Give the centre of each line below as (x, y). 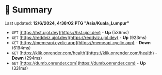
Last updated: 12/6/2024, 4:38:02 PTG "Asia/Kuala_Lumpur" (67, 23)
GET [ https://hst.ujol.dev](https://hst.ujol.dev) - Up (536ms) (70, 32)
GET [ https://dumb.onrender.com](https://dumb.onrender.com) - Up (79, 63)
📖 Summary (28, 10)
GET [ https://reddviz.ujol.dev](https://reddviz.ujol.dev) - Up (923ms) (79, 37)
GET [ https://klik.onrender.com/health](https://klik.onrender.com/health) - (84, 53)
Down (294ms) (27, 58)
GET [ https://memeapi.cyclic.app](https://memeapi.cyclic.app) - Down (81, 42)
